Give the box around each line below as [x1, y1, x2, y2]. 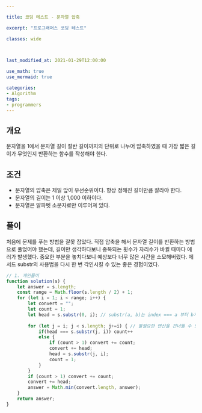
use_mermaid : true [6, 74, 52, 80]
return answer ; [17, 396, 55, 402]
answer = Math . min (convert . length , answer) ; [28, 385, 141, 391]
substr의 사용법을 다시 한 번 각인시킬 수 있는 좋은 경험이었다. [17, 260, 159, 268]
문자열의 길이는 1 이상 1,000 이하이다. [14, 194, 103, 201]
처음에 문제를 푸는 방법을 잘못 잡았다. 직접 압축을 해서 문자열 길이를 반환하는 [6, 238, 185, 245]
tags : [6, 96, 20, 102]
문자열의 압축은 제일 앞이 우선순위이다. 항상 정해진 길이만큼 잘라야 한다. [14, 187, 182, 193]
